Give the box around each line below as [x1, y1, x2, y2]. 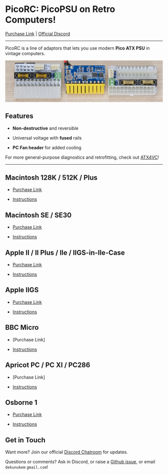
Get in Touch [5, 435, 46, 444]
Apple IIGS [5, 286, 39, 294]
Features [5, 112, 33, 121]
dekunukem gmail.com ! [5, 464, 48, 470]
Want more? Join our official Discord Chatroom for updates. [5, 449, 128, 455]
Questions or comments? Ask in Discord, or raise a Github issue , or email [5, 459, 155, 465]
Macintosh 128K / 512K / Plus [5, 174, 97, 182]
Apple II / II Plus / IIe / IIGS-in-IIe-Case [5, 248, 125, 257]
